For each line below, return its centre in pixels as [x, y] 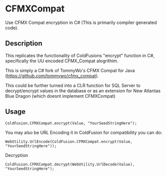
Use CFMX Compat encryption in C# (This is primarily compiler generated [81, 22]
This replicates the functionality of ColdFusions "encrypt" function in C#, [80, 55]
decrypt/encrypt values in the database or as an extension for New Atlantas [83, 91]
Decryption [17, 155]
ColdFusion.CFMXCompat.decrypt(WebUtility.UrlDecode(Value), [70, 164]
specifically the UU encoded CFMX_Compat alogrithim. [62, 61]
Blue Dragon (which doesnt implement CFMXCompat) [60, 96]
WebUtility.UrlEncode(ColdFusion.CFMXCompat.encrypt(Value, [69, 142]
